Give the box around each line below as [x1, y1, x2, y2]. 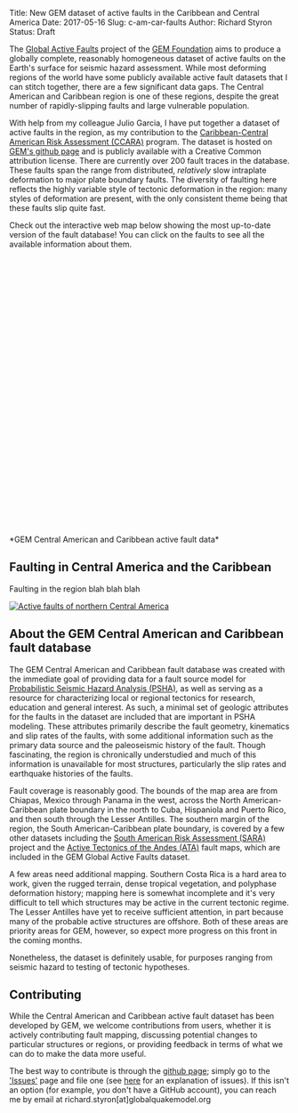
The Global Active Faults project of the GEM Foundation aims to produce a [9, 44, 282, 54]
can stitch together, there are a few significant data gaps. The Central [9, 82, 264, 92]
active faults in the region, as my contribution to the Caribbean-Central [9, 127, 269, 137]
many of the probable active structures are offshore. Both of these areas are [9, 915, 289, 926]
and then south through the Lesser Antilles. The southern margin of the [9, 813, 270, 824]
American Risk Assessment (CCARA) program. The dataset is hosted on [9, 137, 273, 147]
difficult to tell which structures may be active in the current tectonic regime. [9, 897, 289, 907]
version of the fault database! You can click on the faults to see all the [9, 230, 265, 239]
